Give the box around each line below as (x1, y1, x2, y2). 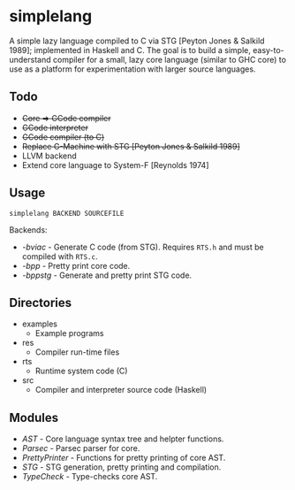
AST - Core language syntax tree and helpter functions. (21, 433, 224, 444)
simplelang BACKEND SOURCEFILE (9, 209, 125, 218)
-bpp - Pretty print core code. (21, 260, 131, 271)
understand (9, 54, 51, 65)
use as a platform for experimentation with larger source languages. (9, 64, 256, 74)
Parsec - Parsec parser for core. (21, 443, 140, 454)
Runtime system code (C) (34, 365, 128, 377)
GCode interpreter (21, 122, 88, 133)
